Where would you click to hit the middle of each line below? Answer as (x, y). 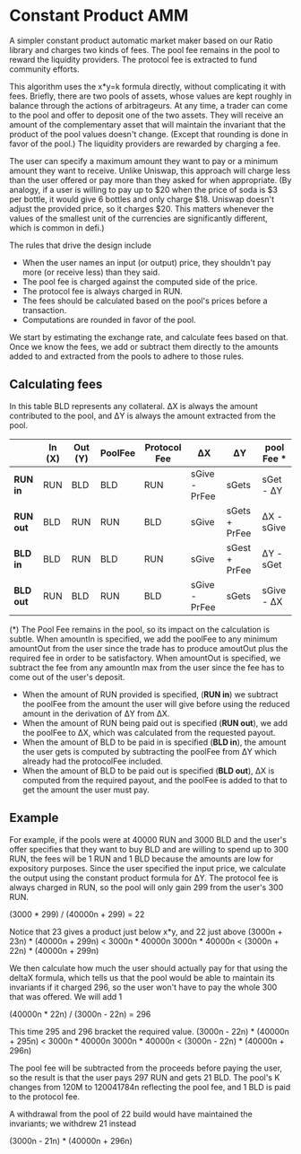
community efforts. (44, 69)
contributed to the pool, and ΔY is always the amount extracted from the (142, 415)
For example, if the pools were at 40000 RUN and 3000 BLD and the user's (148, 839)
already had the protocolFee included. (92, 761)
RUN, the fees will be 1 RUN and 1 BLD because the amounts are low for (142, 859)
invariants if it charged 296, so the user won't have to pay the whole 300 (143, 987)
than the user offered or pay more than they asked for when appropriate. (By (150, 179)
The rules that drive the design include (81, 245)
